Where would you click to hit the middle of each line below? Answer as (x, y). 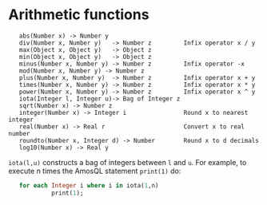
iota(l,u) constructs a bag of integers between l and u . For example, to (128, 162)
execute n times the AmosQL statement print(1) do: (95, 171)
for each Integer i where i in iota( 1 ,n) (89, 185)
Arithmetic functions (79, 15)
